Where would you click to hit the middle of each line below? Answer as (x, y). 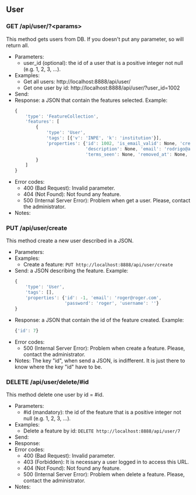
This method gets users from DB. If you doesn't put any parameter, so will (95, 39)
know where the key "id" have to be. (58, 367)
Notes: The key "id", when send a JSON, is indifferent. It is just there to (100, 360)
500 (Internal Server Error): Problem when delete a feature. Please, (104, 474)
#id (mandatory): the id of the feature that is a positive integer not (102, 412)
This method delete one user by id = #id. (55, 394)
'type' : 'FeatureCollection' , (62, 116)
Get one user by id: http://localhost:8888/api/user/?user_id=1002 (102, 88)
